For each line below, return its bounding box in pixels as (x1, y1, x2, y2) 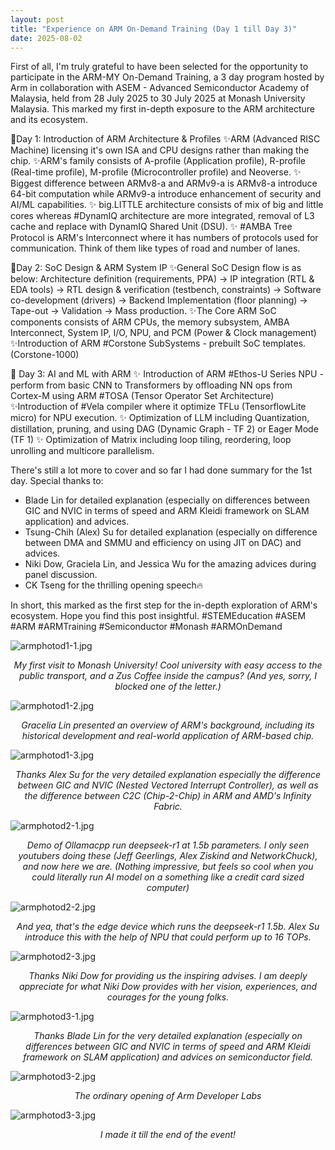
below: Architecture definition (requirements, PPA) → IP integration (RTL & (10, 273, 315, 285)
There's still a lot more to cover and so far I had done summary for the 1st (10, 464, 313, 476)
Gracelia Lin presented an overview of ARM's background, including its (21, 719, 315, 731)
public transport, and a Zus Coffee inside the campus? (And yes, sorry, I (18, 670, 318, 682)
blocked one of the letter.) (114, 681, 222, 693)
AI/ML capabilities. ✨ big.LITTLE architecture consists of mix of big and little (10, 199, 324, 211)
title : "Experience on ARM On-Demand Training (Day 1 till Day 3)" (10, 24, 298, 34)
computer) (146, 882, 190, 894)
